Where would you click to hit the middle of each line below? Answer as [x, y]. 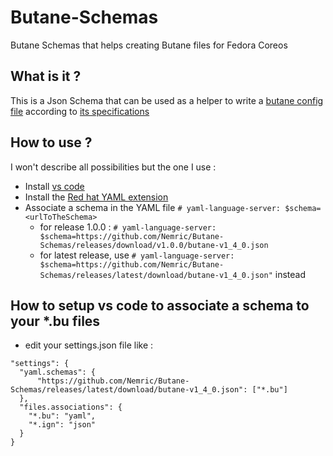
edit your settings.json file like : [89, 345]
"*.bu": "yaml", [62, 416]
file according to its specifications [80, 111]
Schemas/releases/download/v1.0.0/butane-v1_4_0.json [154, 245]
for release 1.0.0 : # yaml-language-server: [128, 227]
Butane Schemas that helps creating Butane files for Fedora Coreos [149, 45]
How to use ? [51, 142]
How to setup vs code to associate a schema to [160, 305]
